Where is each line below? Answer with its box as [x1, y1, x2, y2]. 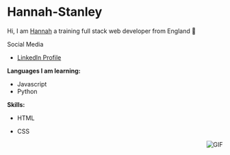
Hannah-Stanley [7, 4, 103, 20]
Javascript [16, 80, 47, 88]
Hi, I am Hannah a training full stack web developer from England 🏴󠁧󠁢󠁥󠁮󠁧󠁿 [7, 27, 196, 35]
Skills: [7, 100, 25, 108]
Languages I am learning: [7, 67, 81, 75]
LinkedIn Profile [16, 53, 62, 62]
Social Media [7, 40, 44, 48]
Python [16, 87, 38, 95]
